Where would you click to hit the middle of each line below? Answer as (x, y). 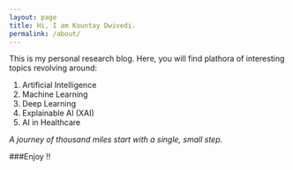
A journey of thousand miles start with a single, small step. (116, 140)
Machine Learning (55, 94)
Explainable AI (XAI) (58, 113)
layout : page (33, 17)
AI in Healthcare (51, 122)
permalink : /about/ (45, 33)
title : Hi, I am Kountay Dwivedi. (73, 26)
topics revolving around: (53, 68)
